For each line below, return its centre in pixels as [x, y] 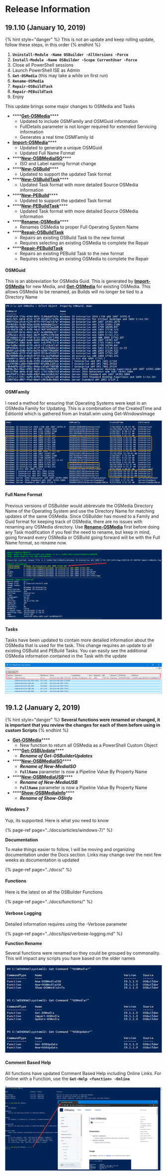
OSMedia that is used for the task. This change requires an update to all [79, 645]
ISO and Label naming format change [58, 163]
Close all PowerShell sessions [43, 65]
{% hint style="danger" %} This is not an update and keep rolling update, [80, 39]
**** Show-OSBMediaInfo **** [43, 793]
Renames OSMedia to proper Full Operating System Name [79, 227]
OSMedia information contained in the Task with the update [66, 656]
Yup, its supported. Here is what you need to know [57, 820]
